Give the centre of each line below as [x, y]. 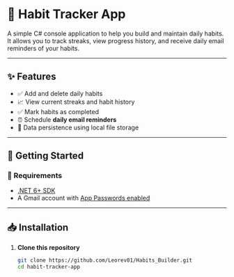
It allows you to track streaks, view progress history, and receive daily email [116, 40]
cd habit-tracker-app [48, 267]
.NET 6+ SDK [36, 191]
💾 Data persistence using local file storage [78, 127]
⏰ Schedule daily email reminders [67, 119]
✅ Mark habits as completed [58, 111]
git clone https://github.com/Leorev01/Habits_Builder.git [105, 260]
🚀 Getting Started [46, 156]
